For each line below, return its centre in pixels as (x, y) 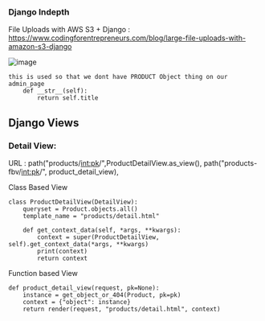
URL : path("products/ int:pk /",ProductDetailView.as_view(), (105, 163)
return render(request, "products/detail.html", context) (122, 309)
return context (63, 258)
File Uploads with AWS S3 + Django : (69, 30)
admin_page (26, 84)
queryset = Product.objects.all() (80, 209)
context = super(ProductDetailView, (98, 237)
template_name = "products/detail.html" (91, 216)
